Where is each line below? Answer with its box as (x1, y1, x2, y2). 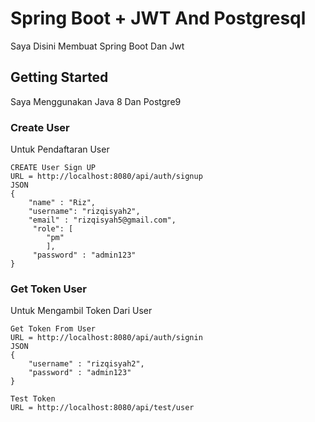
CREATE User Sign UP (10, 163, 97, 173)
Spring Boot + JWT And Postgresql (10, 7, 307, 30)
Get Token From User (10, 324, 97, 334)
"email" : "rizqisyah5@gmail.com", (28, 215, 177, 226)
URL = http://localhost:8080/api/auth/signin (10, 333, 203, 343)
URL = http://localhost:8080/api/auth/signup (10, 172, 203, 182)
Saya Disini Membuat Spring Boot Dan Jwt (10, 40, 185, 52)
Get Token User (10, 282, 88, 296)
